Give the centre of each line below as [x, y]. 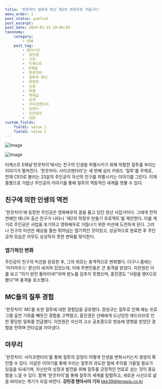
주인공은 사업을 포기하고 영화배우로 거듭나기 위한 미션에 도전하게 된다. [80, 224]
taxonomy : [15, 32]
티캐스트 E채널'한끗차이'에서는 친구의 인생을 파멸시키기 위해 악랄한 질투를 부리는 [81, 165]
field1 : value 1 [30, 127]
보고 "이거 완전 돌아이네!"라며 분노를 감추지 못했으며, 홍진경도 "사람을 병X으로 [83, 274]
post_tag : [24, 46]
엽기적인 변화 [19, 250]
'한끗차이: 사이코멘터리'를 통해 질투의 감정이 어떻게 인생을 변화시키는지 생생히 [78, 357]
